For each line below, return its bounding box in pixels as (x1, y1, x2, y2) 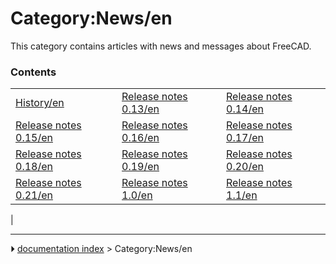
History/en (15, 96, 65, 110)
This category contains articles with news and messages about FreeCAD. (10, 40, 312, 52)
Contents (10, 65, 57, 79)
